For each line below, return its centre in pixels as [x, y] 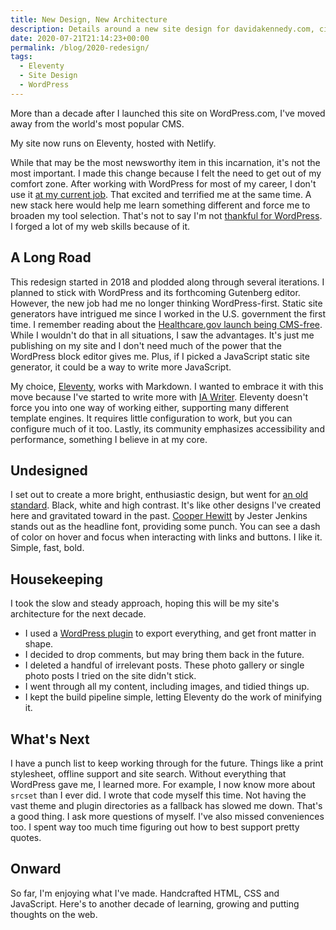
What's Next [50, 739]
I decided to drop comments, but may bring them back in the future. [164, 655]
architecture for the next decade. [78, 614]
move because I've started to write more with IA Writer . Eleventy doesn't [159, 397]
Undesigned [49, 470]
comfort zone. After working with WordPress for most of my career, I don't [163, 183]
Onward [36, 869]
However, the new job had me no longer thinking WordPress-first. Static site [166, 303]
